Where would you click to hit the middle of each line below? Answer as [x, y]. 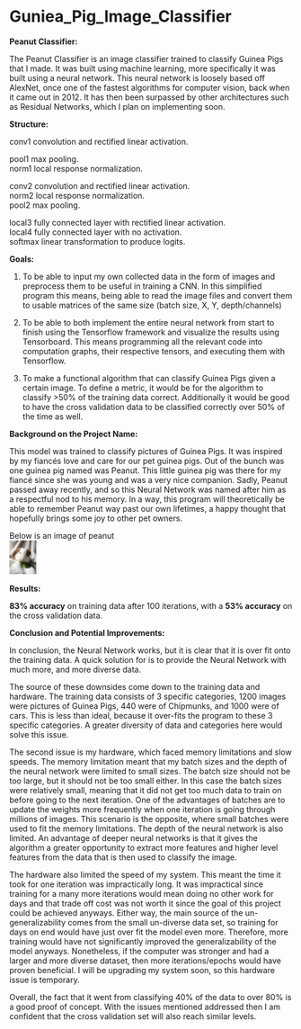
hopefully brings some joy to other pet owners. [96, 518]
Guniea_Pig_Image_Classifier [120, 17]
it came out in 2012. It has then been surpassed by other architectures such [149, 97]
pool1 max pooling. [44, 158]
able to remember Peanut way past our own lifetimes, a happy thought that [148, 508]
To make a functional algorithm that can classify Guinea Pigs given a [149, 378]
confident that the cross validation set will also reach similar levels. [133, 1016]
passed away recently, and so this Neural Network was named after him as [148, 489]
